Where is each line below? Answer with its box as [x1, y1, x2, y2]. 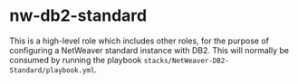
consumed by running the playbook [9, 54, 142, 65]
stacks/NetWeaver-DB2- [143, 56, 229, 65]
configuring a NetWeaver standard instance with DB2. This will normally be [9, 44, 290, 55]
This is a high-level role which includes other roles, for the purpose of [9, 35, 270, 46]
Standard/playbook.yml [9, 65, 95, 75]
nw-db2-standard [9, 5, 148, 26]
